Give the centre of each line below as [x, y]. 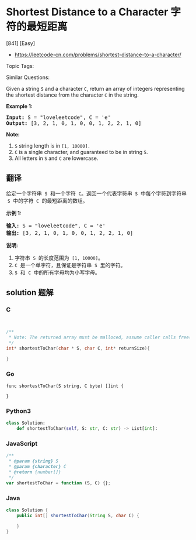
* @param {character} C [37, 467]
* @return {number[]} [35, 472]
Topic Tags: [20, 66]
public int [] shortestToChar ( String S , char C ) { [78, 515]
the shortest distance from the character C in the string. [72, 95]
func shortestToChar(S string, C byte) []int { [65, 386]
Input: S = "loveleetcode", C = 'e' [58, 117]
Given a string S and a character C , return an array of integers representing [95, 88]
